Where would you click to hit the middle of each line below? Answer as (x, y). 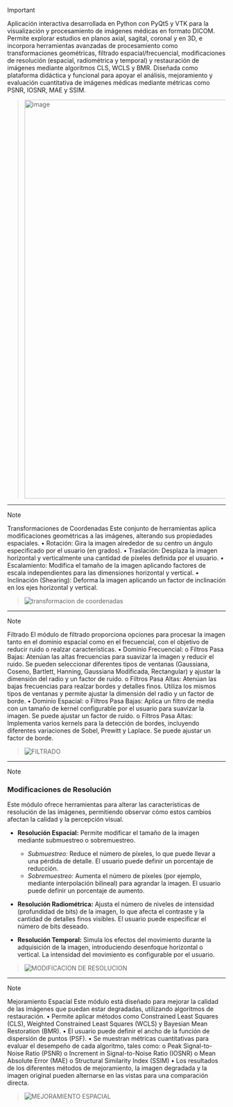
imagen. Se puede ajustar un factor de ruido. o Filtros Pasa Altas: (100, 716)
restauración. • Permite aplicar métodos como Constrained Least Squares (113, 1017)
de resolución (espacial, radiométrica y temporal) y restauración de (103, 61)
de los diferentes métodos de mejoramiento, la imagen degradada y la (107, 1068)
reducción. (43, 868)
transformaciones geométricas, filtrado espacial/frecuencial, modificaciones (116, 53)
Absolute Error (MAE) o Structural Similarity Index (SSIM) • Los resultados (113, 1061)
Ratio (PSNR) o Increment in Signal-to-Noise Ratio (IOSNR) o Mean (121, 1053)
